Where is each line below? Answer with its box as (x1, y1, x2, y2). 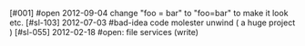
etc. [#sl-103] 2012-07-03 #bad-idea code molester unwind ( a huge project (9, 17, 296, 28)
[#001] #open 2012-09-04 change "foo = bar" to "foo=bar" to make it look (9, 8, 289, 18)
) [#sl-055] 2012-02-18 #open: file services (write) (9, 27, 198, 37)
